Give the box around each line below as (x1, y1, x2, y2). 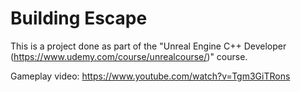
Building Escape (10, 7, 148, 30)
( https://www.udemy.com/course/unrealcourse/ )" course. (10, 50, 248, 62)
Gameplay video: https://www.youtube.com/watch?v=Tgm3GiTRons (10, 70, 291, 82)
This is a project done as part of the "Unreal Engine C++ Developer (10, 40, 287, 52)
